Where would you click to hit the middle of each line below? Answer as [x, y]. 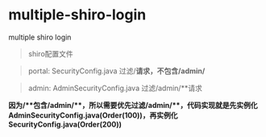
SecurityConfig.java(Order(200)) [65, 124]
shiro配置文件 [51, 53]
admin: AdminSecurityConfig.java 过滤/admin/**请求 [115, 88]
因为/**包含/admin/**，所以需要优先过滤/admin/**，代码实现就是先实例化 [133, 105]
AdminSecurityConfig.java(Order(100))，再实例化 [93, 115]
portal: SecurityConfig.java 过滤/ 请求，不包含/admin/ [116, 71]
